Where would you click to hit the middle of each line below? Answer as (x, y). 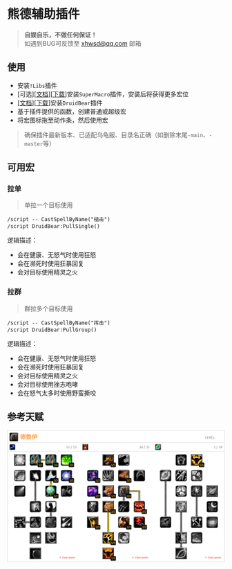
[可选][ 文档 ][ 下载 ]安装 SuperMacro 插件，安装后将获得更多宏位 (103, 94)
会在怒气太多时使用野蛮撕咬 (57, 393)
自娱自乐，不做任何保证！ (60, 35)
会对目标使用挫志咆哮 (47, 384)
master (33, 144)
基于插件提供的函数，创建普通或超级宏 (71, 111)
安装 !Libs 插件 (37, 85)
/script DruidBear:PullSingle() (54, 227)
